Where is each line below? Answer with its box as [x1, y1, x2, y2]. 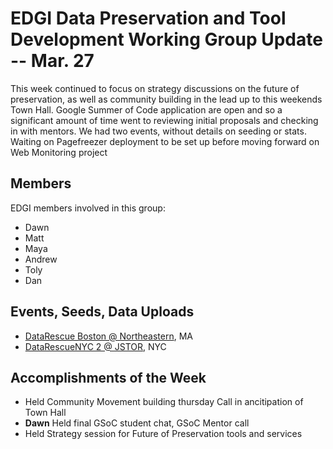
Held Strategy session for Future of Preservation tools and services [24, 428, 303, 440]
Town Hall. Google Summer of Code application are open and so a [10, 103, 283, 116]
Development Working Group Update [10, 28, 323, 51]
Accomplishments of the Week [10, 369, 207, 386]
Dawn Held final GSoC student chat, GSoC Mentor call [24, 417, 250, 429]
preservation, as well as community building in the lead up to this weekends [10, 93, 323, 105]
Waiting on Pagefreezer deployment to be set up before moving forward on [10, 135, 320, 147]
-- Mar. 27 [10, 50, 95, 72]
